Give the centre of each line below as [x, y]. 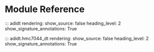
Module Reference [45, 9]
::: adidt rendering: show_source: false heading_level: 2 [63, 23]
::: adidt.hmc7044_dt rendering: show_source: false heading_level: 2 [77, 38]
